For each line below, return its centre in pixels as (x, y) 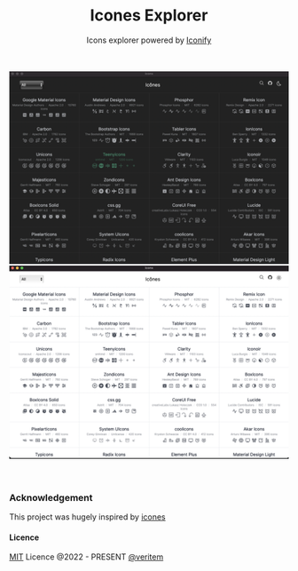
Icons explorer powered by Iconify (149, 40)
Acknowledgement (51, 497)
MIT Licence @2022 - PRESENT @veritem (86, 557)
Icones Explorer (149, 16)
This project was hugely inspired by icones (87, 517)
